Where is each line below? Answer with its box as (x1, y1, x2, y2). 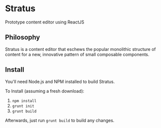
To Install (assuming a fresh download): (5, 88, 84, 94)
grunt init (12, 104, 35, 108)
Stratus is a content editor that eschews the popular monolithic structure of (5, 46, 156, 52)
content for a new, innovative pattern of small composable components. (5, 51, 150, 57)
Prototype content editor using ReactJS (5, 19, 84, 25)
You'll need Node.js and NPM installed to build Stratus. (5, 79, 115, 85)
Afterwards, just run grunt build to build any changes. (5, 117, 115, 123)
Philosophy (5, 33, 40, 42)
